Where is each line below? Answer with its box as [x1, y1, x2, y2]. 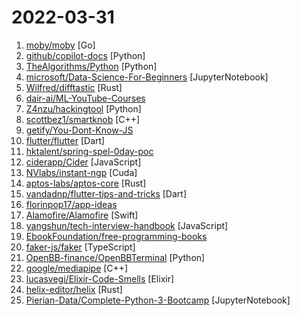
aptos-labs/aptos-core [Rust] [25, 177, 147, 189]
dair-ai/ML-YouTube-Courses [25, 92, 146, 104]
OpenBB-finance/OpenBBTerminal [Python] [25, 251, 206, 263]
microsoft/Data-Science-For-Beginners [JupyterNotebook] [25, 71, 269, 83]
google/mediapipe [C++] [25, 262, 129, 274]
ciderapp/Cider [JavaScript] [25, 156, 142, 168]
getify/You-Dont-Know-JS [25, 124, 134, 136]
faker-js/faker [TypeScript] [25, 241, 136, 253]
